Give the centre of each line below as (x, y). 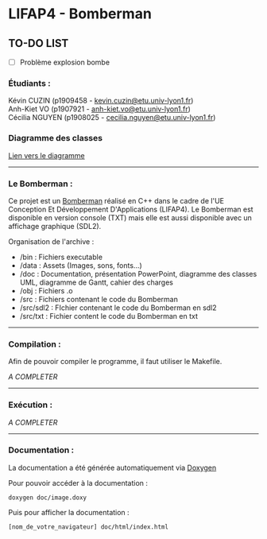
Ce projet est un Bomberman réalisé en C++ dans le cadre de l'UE (116, 200)
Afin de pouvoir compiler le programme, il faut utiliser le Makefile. (115, 362)
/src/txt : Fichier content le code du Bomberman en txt (109, 316)
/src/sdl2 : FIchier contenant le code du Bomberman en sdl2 (118, 308)
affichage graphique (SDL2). (55, 226)
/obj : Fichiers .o (46, 290)
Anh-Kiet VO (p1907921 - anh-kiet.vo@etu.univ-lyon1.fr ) (99, 109)
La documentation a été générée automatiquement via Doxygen (112, 467)
